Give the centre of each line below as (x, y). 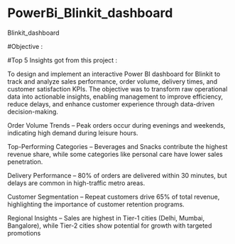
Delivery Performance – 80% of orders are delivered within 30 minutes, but (117, 175)
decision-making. (33, 111)
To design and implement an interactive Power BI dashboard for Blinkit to (114, 74)
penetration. (25, 162)
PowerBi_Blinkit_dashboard (90, 13)
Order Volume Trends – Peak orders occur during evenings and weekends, (116, 125)
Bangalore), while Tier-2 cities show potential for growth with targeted (110, 226)
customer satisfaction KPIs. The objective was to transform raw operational (117, 89)
